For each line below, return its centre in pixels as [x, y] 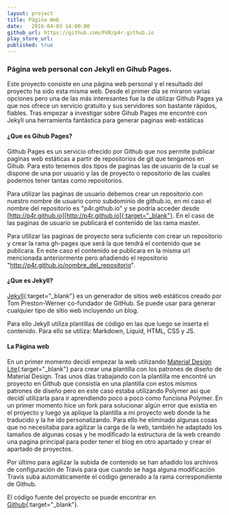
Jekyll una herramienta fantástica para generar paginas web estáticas [105, 120]
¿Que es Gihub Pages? [40, 136]
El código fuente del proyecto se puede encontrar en [81, 497]
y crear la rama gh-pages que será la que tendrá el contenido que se [104, 243]
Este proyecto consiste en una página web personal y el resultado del [105, 84]
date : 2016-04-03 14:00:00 [49, 26]
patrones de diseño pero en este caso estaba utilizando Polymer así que [109, 391]
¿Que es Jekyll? [30, 280]
